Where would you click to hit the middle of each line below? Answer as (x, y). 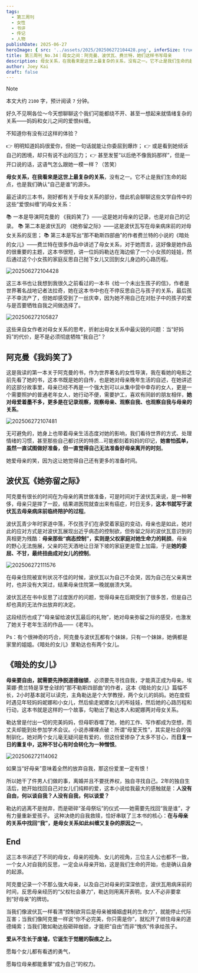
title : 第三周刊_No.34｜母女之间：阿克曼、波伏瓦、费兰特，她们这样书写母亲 (89, 55)
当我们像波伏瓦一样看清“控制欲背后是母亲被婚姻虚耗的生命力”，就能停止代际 (99, 911)
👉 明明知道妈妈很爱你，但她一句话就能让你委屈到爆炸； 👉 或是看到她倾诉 (97, 146)
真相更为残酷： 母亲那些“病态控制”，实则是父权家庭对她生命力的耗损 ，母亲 (97, 538)
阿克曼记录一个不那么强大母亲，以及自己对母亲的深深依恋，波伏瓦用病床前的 (99, 884)
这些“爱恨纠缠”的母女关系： (39, 204)
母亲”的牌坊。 (35, 899)
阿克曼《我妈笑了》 (41, 357)
